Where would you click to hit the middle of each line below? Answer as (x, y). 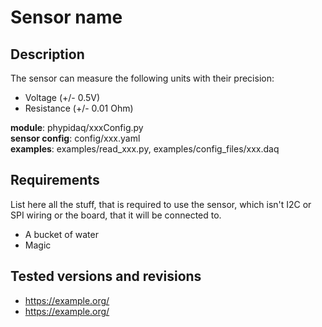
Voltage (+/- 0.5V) (62, 97)
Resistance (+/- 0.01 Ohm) (79, 108)
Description (47, 54)
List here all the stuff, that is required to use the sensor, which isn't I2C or (161, 204)
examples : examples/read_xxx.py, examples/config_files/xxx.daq (145, 149)
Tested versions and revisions (106, 276)
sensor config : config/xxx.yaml (75, 138)
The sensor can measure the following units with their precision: (142, 78)
